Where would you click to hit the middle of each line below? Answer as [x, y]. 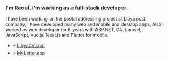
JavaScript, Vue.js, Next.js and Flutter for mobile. [57, 35]
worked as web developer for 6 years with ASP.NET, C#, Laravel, [74, 30]
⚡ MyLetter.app [29, 53]
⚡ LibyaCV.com [29, 46]
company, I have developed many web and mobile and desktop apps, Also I [85, 24]
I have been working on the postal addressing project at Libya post [75, 19]
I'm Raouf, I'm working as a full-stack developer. [67, 8]
